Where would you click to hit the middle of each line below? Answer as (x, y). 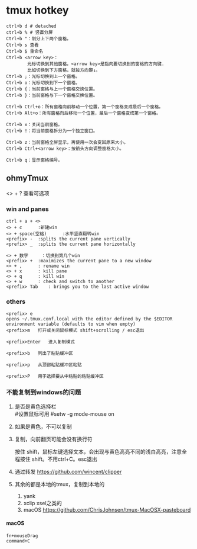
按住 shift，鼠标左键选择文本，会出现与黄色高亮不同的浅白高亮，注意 (98, 451)
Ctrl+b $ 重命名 (25, 51)
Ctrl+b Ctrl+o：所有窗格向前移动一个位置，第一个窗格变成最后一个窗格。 (85, 107)
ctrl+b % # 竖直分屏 (29, 32)
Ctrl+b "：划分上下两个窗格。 (39, 38)
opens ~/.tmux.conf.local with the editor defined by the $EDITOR (89, 319)
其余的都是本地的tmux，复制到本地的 (60, 484)
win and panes (27, 209)
